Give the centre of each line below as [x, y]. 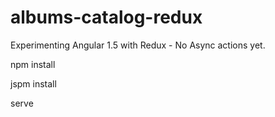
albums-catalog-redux [106, 17]
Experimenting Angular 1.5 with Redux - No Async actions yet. [138, 45]
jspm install [33, 83]
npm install [33, 64]
